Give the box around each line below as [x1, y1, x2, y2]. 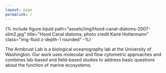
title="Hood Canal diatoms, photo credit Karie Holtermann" [27, 31, 149, 37]
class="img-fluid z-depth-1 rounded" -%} [5, 36, 91, 42]
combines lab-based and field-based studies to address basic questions [5, 56, 155, 62]
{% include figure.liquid [5, 25, 54, 31]
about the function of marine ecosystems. [5, 62, 92, 68]
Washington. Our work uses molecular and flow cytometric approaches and [5, 51, 161, 57]
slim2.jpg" [5, 31, 27, 37]
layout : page [5, 7, 33, 12]
